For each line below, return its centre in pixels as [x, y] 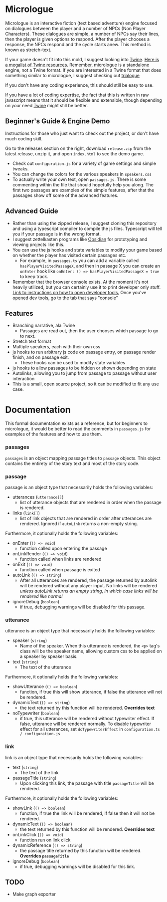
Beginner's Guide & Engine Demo [58, 121]
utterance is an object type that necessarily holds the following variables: [80, 631]
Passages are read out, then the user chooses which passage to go [89, 331]
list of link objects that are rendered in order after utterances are [86, 518]
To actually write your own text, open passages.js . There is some [79, 179]
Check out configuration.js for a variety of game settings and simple [84, 163]
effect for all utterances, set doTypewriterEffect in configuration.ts [90, 729]
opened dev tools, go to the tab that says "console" [65, 298]
